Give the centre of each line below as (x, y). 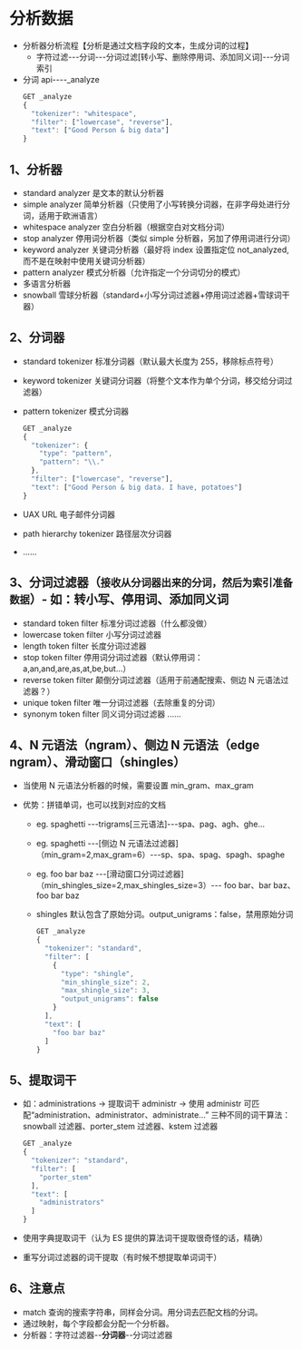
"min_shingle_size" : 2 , (106, 982)
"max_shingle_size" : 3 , (106, 991)
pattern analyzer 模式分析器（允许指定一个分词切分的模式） (134, 272)
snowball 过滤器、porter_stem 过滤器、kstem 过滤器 (120, 1127)
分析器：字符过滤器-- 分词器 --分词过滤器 (97, 1334)
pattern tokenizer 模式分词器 (76, 411)
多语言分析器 (46, 283)
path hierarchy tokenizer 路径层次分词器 (97, 533)
